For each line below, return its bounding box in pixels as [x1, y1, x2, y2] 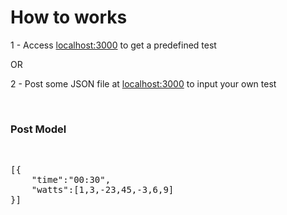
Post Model [10, 122, 67, 136]
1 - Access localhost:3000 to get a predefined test [10, 39, 217, 51]
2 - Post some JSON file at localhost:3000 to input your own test [10, 77, 277, 90]
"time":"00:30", [31, 174, 112, 186]
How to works [10, 6, 128, 29]
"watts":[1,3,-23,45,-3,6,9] [31, 184, 175, 196]
